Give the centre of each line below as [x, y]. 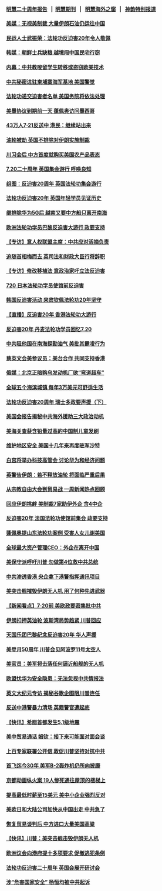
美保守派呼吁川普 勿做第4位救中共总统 [52, 562]
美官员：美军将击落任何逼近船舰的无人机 [55, 664]
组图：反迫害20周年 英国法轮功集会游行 [54, 183]
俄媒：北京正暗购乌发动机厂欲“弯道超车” [55, 373]
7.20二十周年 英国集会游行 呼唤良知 [49, 169]
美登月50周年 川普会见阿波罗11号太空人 [53, 649]
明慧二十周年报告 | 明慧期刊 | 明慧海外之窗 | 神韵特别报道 [81, 9]
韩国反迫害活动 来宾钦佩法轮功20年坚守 [54, 300]
